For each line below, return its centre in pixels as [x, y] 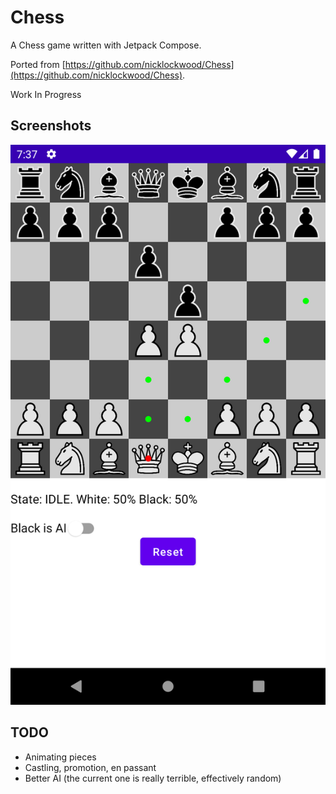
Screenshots [51, 126]
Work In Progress [46, 94]
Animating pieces [60, 757]
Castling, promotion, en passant [90, 767]
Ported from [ [38, 64]
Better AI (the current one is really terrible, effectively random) [153, 778]
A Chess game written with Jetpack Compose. [106, 45]
